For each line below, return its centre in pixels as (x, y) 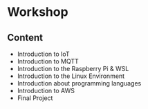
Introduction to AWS (46, 91)
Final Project (35, 98)
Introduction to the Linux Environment (71, 76)
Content (25, 38)
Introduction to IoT (44, 54)
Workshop (38, 12)
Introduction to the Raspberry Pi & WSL (73, 69)
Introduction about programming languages (79, 83)
